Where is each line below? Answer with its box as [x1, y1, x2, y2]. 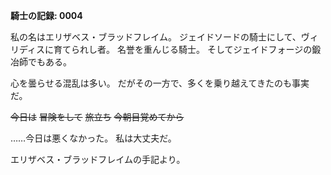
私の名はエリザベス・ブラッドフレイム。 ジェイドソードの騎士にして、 [10, 31, 302, 43]
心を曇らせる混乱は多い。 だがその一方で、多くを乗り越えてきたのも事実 [10, 77, 310, 89]
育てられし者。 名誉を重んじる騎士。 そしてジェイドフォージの [53, 44, 313, 55]
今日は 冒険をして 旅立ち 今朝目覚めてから [10, 111, 185, 123]
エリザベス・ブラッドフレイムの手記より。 [10, 154, 186, 165]
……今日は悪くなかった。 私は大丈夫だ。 [10, 132, 177, 144]
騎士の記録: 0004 [10, 10, 83, 21]
